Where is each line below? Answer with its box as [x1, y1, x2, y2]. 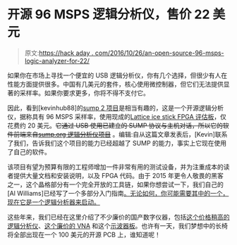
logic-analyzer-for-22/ [24, 56, 90, 65]
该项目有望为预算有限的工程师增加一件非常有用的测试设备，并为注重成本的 [7, 163, 224, 171]
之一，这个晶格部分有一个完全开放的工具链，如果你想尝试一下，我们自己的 [7, 180, 224, 189]
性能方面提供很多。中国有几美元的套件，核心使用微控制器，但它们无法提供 [7, 80, 224, 88]
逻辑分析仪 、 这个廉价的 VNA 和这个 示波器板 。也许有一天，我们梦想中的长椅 [7, 221, 228, 230]
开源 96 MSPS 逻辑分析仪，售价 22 [7, 6, 210, 23]
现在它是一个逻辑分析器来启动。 [7, 198, 100, 206]
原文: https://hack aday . [24, 49, 94, 57]
